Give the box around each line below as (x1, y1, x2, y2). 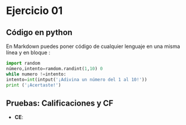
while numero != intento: (6, 71, 66, 77)
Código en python (6, 27, 73, 37)
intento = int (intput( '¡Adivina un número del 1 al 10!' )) (6, 77, 148, 82)
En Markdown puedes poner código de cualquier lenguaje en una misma (6, 43, 181, 50)
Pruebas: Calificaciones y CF (6, 98, 114, 108)
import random (6, 60, 41, 66)
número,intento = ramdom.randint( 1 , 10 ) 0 (6, 65, 103, 71)
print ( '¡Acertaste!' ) (6, 82, 61, 88)
